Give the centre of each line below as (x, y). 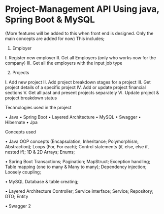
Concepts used (20, 131)
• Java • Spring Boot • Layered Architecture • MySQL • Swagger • (73, 117)
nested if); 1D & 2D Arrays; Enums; (40, 152)
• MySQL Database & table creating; (42, 181)
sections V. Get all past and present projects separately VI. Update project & (82, 92)
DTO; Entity (17, 196)
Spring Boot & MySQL (50, 20)
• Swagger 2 (18, 206)
